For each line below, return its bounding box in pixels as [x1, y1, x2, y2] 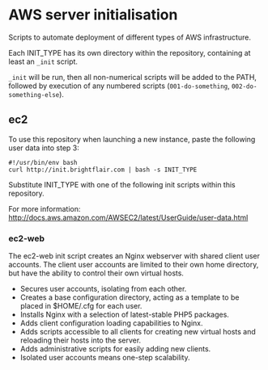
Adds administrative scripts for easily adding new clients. [19, 344, 211, 354]
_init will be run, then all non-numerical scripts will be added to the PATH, [8, 72, 257, 82]
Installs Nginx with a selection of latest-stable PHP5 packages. [19, 309, 229, 320]
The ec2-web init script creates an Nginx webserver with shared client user [8, 251, 261, 261]
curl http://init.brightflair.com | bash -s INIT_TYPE [8, 166, 198, 174]
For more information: [8, 204, 81, 213]
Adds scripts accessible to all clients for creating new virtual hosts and [19, 327, 257, 337]
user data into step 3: [8, 143, 79, 153]
